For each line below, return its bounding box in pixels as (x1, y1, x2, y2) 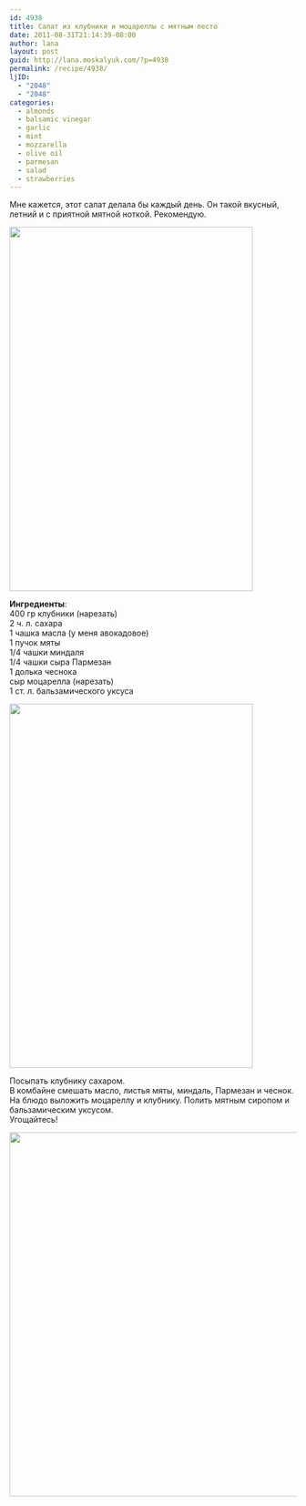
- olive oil (17, 148, 64, 158)
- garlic (17, 124, 51, 133)
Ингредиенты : (9, 598, 67, 610)
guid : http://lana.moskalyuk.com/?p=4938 (9, 56, 169, 65)
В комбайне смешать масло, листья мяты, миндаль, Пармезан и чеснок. (9, 1085, 294, 1096)
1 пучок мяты (9, 637, 61, 648)
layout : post (9, 47, 59, 56)
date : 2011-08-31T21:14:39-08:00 (9, 30, 137, 39)
